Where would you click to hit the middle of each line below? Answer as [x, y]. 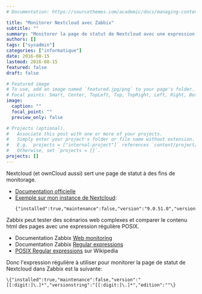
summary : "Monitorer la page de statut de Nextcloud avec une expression [101, 34]
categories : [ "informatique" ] [44, 51]
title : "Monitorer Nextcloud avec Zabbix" [60, 23]
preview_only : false [37, 117]
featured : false [26, 67]
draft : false [23, 73]
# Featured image [28, 84]
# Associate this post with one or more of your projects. [84, 134]
